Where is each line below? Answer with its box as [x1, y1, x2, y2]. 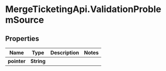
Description [50, 49, 79, 56]
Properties [5, 34, 39, 43]
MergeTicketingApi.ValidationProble [5, 4, 161, 15]
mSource [5, 14, 44, 26]
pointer [8, 58, 26, 64]
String [30, 58, 46, 64]
